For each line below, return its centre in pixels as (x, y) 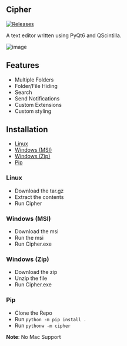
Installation (27, 130)
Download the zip (36, 272)
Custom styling (33, 111)
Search (23, 92)
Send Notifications (37, 98)
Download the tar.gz (39, 191)
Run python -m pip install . (50, 319)
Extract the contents (39, 197)
